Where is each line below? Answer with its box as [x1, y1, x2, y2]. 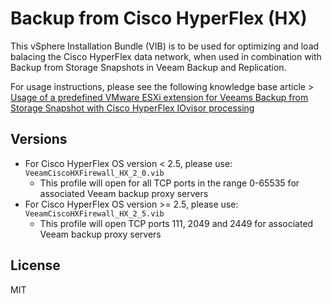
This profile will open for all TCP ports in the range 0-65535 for [39, 177, 300, 189]
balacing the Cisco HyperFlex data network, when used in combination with [10, 50, 322, 62]
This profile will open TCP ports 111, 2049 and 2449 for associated [39, 217, 314, 229]
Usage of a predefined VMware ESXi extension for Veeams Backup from [10, 91, 309, 103]
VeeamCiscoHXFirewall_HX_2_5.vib [24, 208, 165, 219]
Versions [10, 131, 68, 148]
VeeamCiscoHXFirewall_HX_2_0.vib [24, 168, 165, 178]
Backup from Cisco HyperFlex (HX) [10, 7, 308, 30]
